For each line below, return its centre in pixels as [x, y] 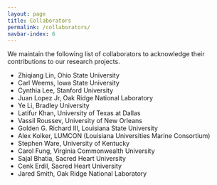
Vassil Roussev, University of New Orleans [80, 121]
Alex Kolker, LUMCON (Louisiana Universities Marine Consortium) [114, 136]
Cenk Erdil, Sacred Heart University [70, 166]
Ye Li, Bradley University [54, 106]
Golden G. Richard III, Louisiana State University [88, 128]
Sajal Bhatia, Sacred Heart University [72, 159]
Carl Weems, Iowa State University [68, 83]
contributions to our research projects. [64, 62]
